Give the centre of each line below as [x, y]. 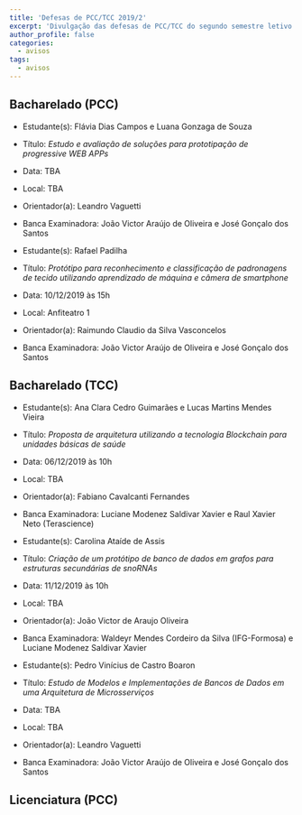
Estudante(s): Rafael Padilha [75, 250]
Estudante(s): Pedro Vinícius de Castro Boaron [109, 665]
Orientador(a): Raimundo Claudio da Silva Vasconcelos [124, 329]
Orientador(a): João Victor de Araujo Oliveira [105, 620]
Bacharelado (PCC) [64, 105]
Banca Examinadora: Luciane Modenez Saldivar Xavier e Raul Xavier [149, 514]
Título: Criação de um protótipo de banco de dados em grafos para [148, 558]
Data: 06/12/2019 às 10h [67, 461]
